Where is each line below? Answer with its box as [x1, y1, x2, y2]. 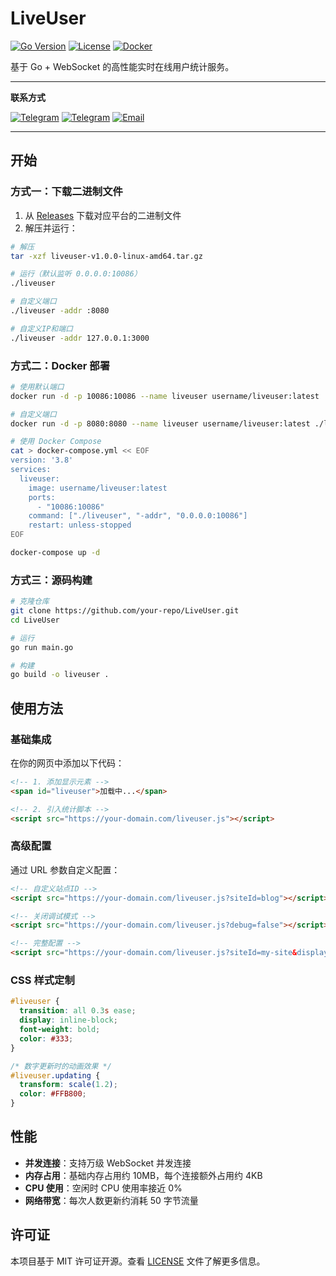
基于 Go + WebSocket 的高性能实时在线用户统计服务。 [10, 60, 235, 72]
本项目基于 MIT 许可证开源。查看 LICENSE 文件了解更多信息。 [10, 1255, 266, 1267]
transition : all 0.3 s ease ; [19, 1006, 137, 1016]
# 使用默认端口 [10, 382, 65, 392]
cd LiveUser [10, 615, 60, 625]
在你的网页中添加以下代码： [10, 757, 125, 769]
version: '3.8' [10, 455, 74, 466]
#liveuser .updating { [10, 1070, 101, 1081]
